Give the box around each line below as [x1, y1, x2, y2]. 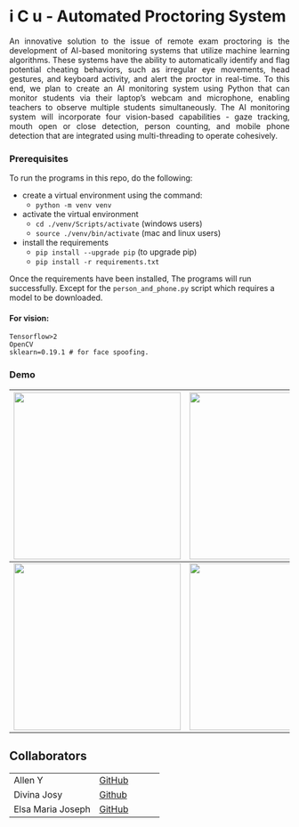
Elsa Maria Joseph [13, 803, 91, 815]
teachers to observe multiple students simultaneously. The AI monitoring [9, 101, 290, 112]
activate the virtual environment [21, 209, 140, 220]
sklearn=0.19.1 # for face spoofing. [9, 348, 149, 357]
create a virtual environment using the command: [21, 190, 203, 201]
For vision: [9, 312, 50, 323]
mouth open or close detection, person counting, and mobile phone [9, 120, 290, 131]
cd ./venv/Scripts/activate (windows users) [35, 218, 203, 229]
